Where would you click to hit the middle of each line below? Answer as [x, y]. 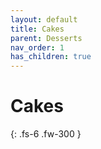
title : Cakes [37, 29]
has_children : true [51, 57]
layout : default [44, 19]
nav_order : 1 [37, 47]
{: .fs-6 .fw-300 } [46, 134]
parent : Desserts [46, 38]
